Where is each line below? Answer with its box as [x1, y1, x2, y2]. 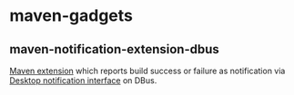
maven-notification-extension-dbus [9, 42, 220, 57]
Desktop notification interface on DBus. [9, 75, 157, 86]
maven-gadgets [9, 5, 134, 26]
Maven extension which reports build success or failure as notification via [9, 65, 286, 76]
